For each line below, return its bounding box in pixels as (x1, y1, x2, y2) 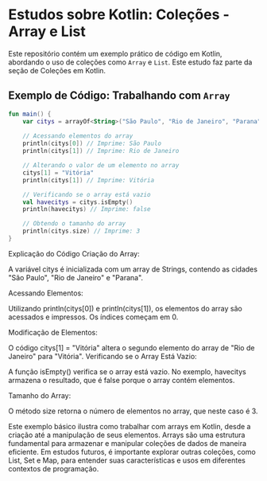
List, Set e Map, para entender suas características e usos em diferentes (8, 456, 246, 465)
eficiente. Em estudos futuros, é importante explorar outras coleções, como (8, 447, 256, 456)
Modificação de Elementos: (8, 327, 98, 337)
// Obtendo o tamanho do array (22, 220, 126, 228)
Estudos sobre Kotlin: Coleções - (8, 6, 230, 24)
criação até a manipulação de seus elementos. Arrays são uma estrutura (8, 430, 246, 440)
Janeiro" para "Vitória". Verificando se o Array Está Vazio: (8, 351, 197, 361)
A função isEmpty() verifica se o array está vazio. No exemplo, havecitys (8, 366, 246, 376)
